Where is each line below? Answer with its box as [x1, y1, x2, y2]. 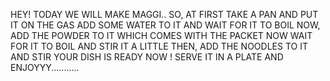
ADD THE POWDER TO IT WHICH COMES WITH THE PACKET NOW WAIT [10, 30, 313, 41]
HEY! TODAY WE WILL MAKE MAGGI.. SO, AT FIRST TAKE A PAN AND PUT [10, 9, 319, 20]
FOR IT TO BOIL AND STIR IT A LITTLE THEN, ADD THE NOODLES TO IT [10, 40, 308, 52]
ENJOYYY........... [10, 62, 80, 73]
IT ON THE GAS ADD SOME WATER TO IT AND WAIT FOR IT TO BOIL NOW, [10, 19, 321, 31]
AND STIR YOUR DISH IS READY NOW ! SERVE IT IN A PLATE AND [10, 51, 284, 63]
